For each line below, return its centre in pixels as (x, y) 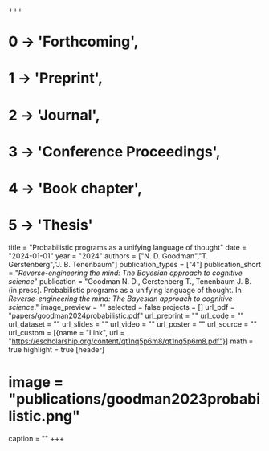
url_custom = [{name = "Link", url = (67, 332)
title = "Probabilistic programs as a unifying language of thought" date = (128, 247)
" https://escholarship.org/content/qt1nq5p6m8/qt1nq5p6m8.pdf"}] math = (131, 341)
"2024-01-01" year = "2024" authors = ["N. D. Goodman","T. (108, 256)
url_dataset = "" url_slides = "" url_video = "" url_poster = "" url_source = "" (132, 324)
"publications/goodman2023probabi (134, 399)
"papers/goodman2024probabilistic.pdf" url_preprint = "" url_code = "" (126, 315)
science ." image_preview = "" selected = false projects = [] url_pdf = (122, 307)
